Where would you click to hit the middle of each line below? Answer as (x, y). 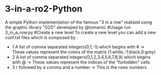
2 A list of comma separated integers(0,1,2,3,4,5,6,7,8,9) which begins (81, 57)
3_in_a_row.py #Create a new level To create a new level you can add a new (80, 32)
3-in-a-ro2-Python (44, 9)
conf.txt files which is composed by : (42, 37)
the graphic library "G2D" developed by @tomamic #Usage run (68, 27)
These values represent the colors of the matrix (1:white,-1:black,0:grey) (84, 52)
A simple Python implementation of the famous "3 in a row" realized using (79, 22)
